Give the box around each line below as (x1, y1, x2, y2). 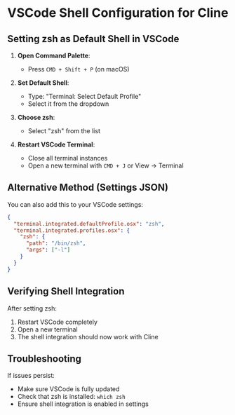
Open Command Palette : (17, 51, 90, 60)
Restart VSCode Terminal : (17, 140, 95, 149)
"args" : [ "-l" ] (25, 247, 71, 254)
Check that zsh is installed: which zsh (17, 393, 126, 401)
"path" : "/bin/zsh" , (25, 240, 86, 247)
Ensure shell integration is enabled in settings (17, 400, 149, 408)
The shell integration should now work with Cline (17, 332, 159, 341)
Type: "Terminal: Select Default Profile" (27, 93, 142, 100)
